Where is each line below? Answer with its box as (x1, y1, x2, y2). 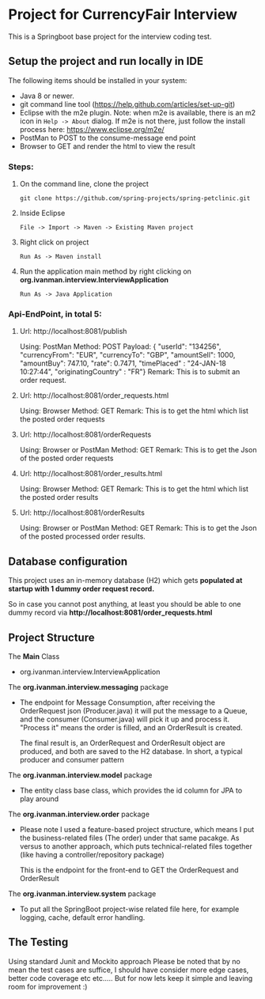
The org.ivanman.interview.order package (8, 809, 150, 819)
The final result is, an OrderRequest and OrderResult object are (19, 738, 225, 747)
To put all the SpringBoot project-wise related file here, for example (19, 904, 240, 914)
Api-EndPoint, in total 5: (8, 308, 102, 320)
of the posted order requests (19, 453, 114, 464)
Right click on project (19, 237, 89, 247)
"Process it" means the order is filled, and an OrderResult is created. (19, 722, 243, 732)
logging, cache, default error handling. (19, 912, 146, 922)
